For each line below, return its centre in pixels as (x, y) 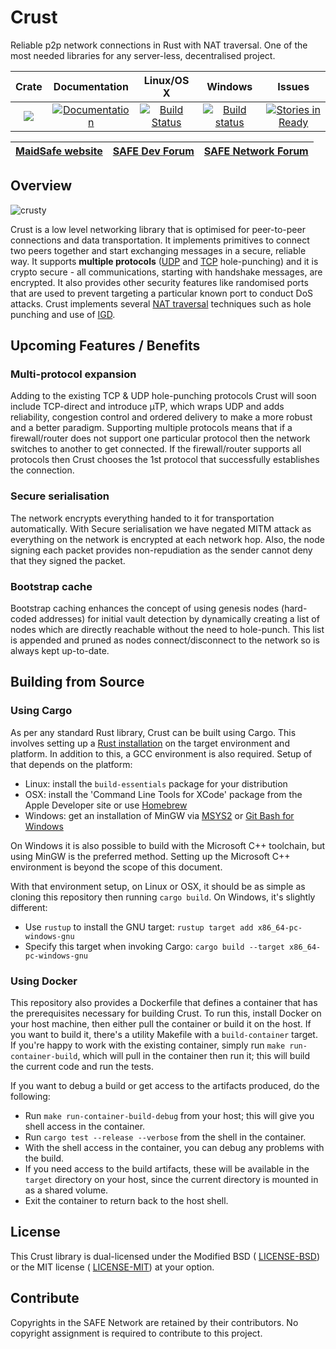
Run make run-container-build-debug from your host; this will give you (169, 1116)
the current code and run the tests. (82, 1067)
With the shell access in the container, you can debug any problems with (174, 1148)
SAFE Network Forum (256, 151)
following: (30, 1097)
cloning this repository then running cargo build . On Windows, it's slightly (163, 897)
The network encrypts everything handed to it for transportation (142, 518)
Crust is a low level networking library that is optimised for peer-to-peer (158, 229)
